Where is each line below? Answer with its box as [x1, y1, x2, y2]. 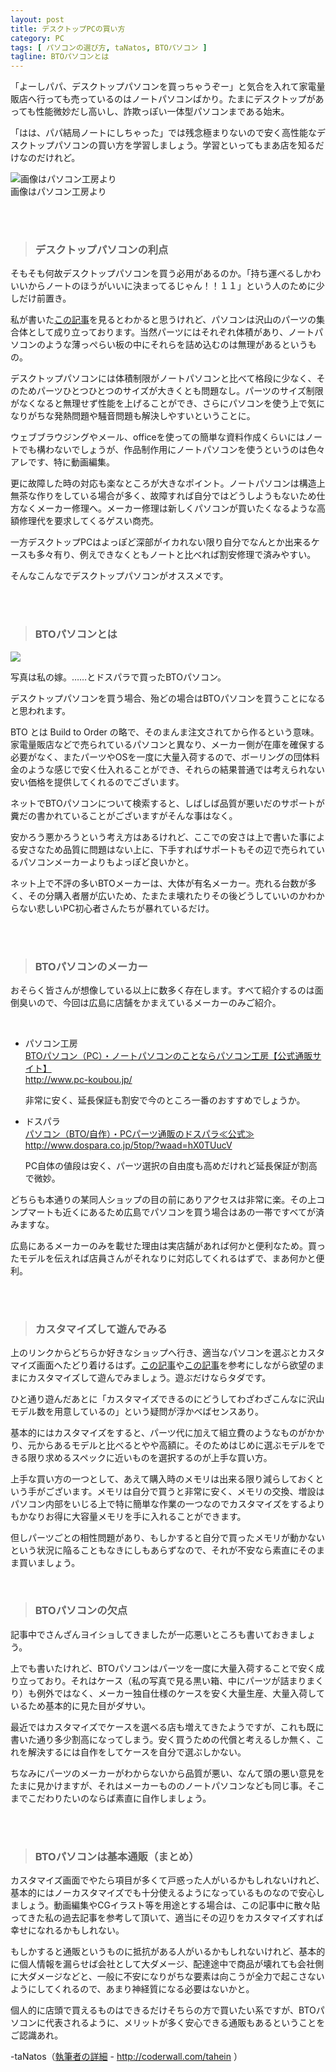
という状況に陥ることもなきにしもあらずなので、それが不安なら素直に [10, 1544, 299, 1556]
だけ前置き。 [18, 292, 72, 305]
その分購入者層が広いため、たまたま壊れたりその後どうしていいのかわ [27, 889, 317, 901]
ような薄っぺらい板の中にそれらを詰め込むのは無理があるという [44, 339, 308, 351]
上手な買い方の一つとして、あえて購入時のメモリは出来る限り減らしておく [10, 1473, 316, 1485]
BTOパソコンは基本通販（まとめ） [34, 1849, 200, 1863]
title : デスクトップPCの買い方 [10, 24, 126, 34]
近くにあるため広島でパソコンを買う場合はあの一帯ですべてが [62, 1206, 317, 1218]
